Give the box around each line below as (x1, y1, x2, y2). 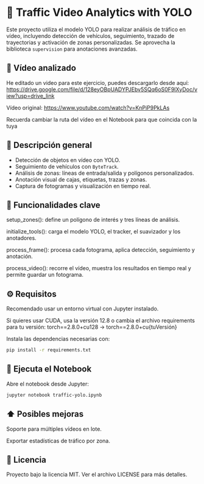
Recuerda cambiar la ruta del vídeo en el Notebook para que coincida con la (6, 116, 197, 123)
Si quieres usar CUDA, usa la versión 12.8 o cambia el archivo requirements (6, 317, 195, 324)
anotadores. (6, 235, 37, 242)
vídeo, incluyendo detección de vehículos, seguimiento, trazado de (6, 32, 175, 39)
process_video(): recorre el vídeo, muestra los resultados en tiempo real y (6, 265, 192, 272)
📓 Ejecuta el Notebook (6, 364, 92, 375)
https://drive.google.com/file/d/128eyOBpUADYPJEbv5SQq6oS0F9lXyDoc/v (6, 86, 198, 93)
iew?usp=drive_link (6, 92, 55, 100)
